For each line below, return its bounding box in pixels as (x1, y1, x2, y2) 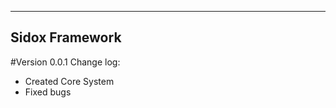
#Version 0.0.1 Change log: (10, 56, 121, 68)
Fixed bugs (24, 86, 72, 98)
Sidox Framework (10, 29, 122, 46)
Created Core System (24, 75, 115, 87)
